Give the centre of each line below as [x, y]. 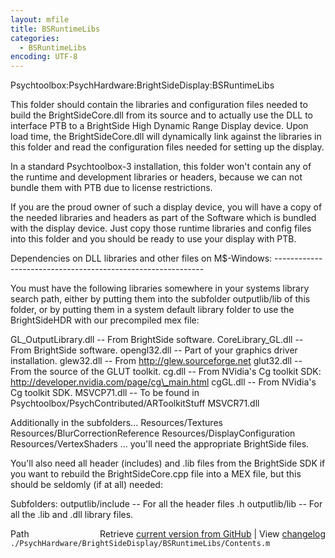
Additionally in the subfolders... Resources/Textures [116, 423]
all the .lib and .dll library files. [72, 515]
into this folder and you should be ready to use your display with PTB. [153, 239]
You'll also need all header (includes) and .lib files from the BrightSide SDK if [168, 463]
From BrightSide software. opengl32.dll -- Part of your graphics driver [154, 350]
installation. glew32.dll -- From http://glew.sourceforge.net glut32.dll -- [156, 361]
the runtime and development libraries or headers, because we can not [156, 177]
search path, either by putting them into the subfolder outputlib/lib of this [160, 299]
